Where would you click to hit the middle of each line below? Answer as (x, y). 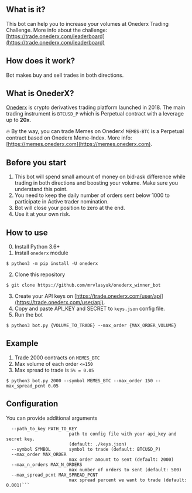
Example (22, 343)
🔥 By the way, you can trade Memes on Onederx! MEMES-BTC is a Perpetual (95, 131)
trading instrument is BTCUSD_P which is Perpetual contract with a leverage (95, 114)
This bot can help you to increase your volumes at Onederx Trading (87, 23)
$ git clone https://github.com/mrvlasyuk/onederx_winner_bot (83, 285)
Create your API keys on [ (45, 296)
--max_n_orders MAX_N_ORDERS (47, 465)
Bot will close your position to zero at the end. (70, 208)
